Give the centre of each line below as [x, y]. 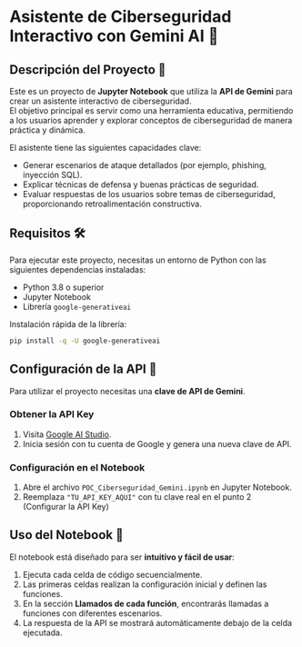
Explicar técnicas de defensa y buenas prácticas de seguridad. [141, 184]
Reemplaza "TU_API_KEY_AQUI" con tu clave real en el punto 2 [137, 497]
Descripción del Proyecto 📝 [88, 70]
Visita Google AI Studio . [67, 434]
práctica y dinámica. [48, 130]
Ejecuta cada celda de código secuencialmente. [112, 574]
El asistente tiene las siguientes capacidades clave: [106, 148]
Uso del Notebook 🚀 [67, 535]
